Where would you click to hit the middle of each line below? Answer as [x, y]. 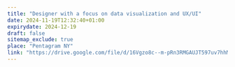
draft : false [26, 33]
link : [15, 53]
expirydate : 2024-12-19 [42, 27]
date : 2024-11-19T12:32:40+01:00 [56, 20]
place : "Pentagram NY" [40, 46]
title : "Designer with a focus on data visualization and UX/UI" [104, 14]
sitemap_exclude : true [40, 40]
